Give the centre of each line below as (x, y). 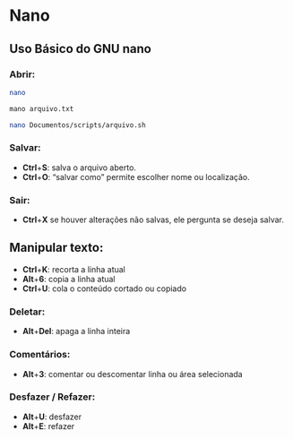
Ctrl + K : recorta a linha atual (73, 269)
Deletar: (27, 312)
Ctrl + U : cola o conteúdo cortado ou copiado (104, 288)
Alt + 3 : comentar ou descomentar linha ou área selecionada (133, 374)
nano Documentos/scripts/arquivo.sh (78, 125)
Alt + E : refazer (48, 426)
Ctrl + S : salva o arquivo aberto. (79, 168)
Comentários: (40, 355)
